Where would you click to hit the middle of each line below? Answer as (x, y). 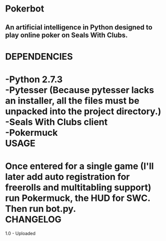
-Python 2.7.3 (34, 79)
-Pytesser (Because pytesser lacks (79, 90)
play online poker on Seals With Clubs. (66, 35)
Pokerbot (25, 9)
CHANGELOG (33, 220)
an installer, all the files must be (72, 100)
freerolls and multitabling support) (78, 188)
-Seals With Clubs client (56, 122)
